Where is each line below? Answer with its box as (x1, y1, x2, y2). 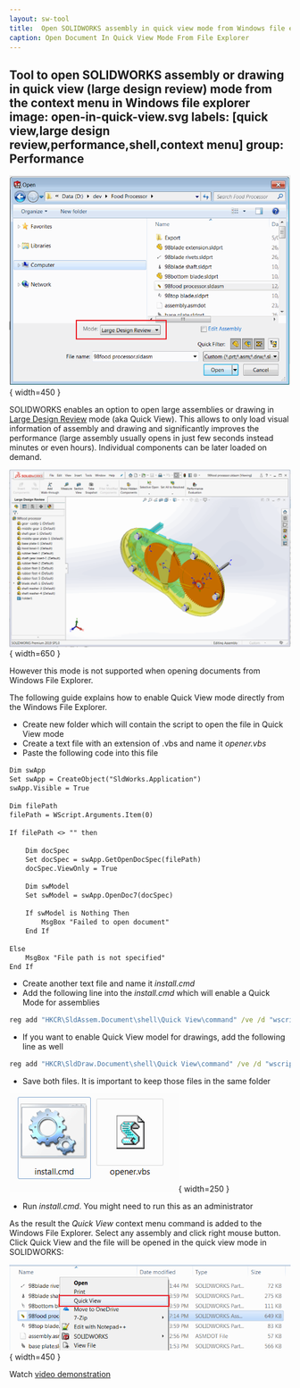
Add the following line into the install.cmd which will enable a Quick (21, 988, 271, 999)
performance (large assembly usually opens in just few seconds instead (9, 432, 274, 443)
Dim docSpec (25, 847, 70, 856)
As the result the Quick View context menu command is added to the (9, 1217, 262, 1228)
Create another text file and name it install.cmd (21, 978, 196, 989)
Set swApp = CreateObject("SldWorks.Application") (9, 775, 202, 784)
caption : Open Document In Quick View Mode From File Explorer (9, 33, 250, 42)
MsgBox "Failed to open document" (41, 918, 170, 927)
